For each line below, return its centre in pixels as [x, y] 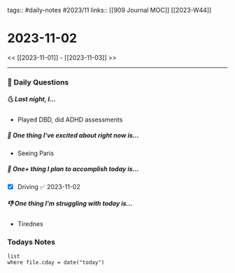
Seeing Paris [36, 153]
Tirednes [30, 223]
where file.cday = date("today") [56, 263]
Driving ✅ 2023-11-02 [49, 186]
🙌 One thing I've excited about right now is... [73, 135]
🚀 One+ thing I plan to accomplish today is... [73, 169]
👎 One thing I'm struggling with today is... [70, 204]
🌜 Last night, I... [31, 99]
